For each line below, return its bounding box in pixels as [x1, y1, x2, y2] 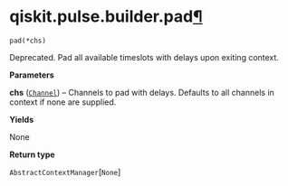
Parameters [9, 70, 54, 80]
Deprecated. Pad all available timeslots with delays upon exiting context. [9, 51, 279, 62]
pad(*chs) [9, 36, 47, 45]
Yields [9, 114, 34, 125]
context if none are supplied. [9, 97, 117, 107]
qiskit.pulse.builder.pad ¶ [9, 6, 203, 27]
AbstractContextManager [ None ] [9, 166, 121, 177]
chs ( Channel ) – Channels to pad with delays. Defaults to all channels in [9, 87, 274, 98]
